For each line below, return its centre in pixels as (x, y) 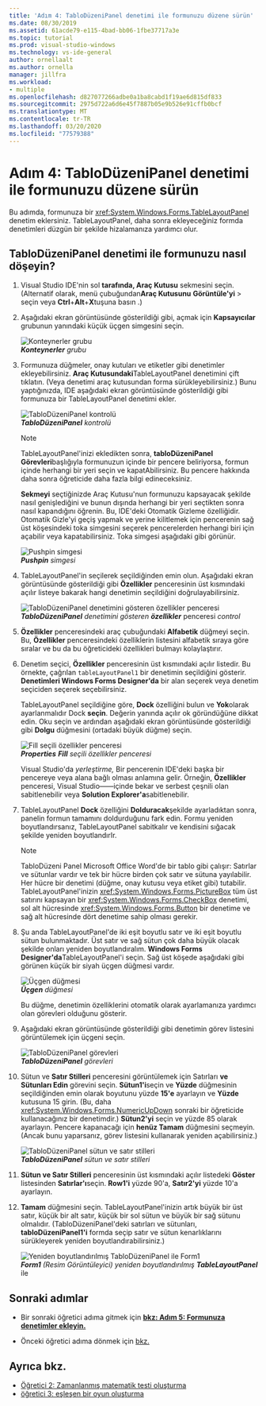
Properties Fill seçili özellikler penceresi (86, 754)
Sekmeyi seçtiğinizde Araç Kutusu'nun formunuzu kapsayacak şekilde (136, 494)
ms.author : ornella (41, 68)
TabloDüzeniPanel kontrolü (66, 423)
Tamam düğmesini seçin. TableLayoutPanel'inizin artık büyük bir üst (131, 1207)
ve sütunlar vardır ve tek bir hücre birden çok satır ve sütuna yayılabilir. (136, 875)
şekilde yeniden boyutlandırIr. (68, 836)
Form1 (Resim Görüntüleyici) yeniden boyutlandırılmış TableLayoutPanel (139, 1265)
